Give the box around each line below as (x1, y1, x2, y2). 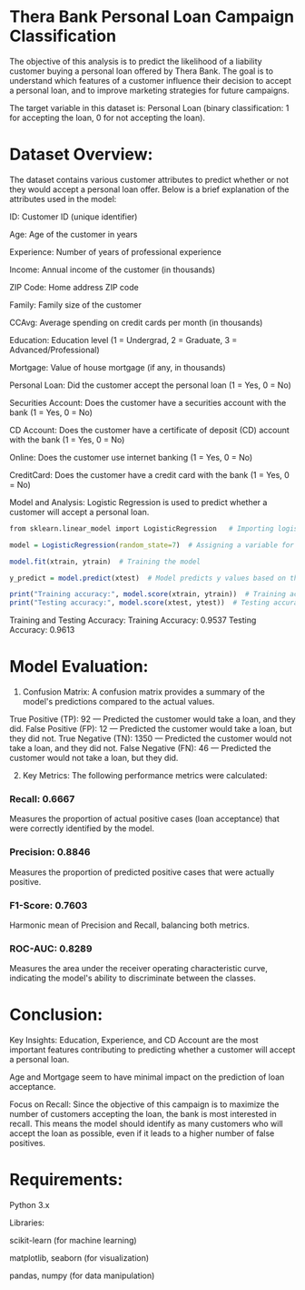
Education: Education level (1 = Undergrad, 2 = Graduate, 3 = (9, 334, 238, 345)
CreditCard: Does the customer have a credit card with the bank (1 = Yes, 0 (9, 469, 290, 480)
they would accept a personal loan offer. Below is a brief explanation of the (9, 184, 290, 195)
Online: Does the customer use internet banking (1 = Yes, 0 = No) (9, 452, 253, 462)
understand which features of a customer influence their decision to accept (9, 75, 292, 86)
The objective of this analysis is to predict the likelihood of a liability (9, 56, 262, 66)
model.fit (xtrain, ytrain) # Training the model (9, 557, 202, 566)
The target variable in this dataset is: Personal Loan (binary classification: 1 (9, 102, 290, 113)
